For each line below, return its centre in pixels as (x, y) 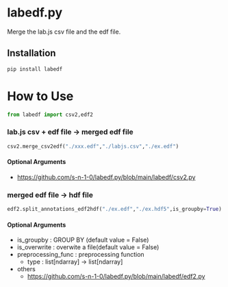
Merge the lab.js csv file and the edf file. (64, 32)
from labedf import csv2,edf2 (50, 115)
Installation (31, 53)
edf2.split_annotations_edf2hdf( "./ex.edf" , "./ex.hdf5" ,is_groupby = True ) (115, 209)
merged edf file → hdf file (50, 195)
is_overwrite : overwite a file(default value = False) (88, 247)
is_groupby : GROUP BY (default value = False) (83, 240)
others (26, 269)
